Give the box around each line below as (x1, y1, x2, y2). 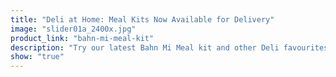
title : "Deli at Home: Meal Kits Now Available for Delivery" (10, 14, 275, 25)
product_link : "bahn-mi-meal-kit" (10, 33, 155, 43)
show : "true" (10, 52, 65, 62)
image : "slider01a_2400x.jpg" (10, 24, 137, 34)
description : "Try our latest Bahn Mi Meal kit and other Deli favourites (10, 42, 329, 53)
